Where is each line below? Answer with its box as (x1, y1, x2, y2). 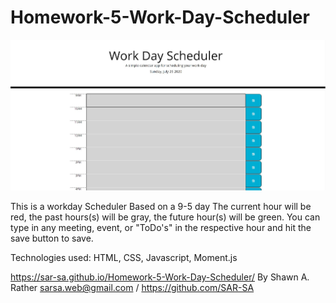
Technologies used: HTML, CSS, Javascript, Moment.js (10, 252, 238, 264)
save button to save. (10, 232, 94, 245)
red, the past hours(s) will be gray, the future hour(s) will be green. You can (10, 211, 321, 223)
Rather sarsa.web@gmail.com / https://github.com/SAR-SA (10, 282, 255, 294)
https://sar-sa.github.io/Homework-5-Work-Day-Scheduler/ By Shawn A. (10, 271, 310, 283)
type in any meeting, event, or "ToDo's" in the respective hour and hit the (10, 222, 312, 234)
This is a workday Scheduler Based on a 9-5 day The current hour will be (10, 201, 312, 213)
